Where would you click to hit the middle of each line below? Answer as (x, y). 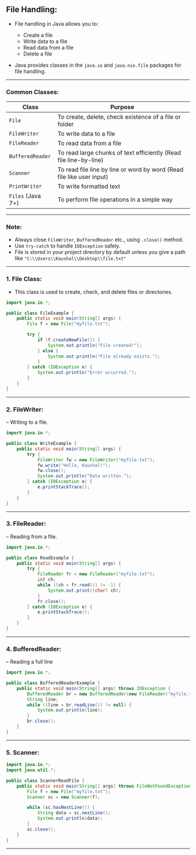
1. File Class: (24, 279)
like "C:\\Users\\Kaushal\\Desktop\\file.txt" (70, 258)
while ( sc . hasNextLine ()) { (61, 808)
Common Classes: (33, 92)
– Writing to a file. (27, 422)
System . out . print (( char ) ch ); (84, 590)
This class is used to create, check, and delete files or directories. (94, 291)
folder (66, 124)
